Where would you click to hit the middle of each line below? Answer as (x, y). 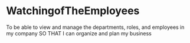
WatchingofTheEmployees (73, 11)
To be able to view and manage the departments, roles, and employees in (95, 27)
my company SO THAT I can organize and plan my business (79, 33)
